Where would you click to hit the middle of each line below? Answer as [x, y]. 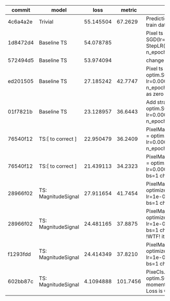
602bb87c [21, 281]
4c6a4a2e [20, 22]
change [155, 60]
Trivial [46, 22]
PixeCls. [156, 272]
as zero [155, 94]
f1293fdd [19, 254]
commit [21, 10]
